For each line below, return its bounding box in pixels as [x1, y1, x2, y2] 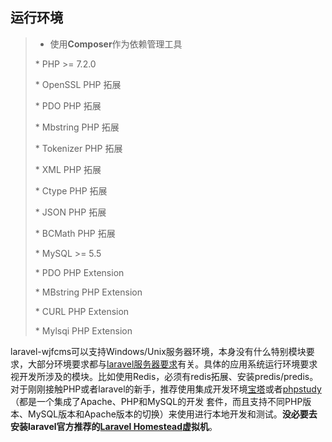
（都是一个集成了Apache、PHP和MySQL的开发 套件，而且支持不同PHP [10, 395, 303, 407]
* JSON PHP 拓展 [34, 206, 107, 218]
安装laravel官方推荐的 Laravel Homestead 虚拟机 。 [10, 420, 218, 432]
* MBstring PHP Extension [34, 286, 143, 298]
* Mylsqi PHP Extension [34, 324, 133, 337]
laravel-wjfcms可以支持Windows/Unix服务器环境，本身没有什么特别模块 [10, 345, 307, 357]
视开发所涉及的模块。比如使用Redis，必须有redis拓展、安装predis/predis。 [10, 370, 319, 382]
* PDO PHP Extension [34, 266, 125, 278]
